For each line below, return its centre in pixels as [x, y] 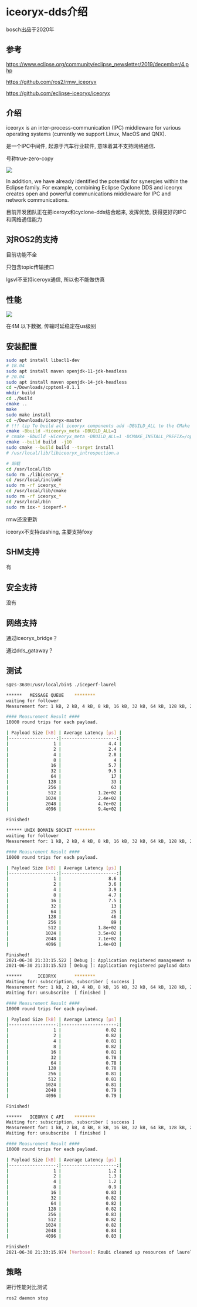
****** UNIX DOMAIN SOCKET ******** [51, 831]
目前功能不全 [21, 255]
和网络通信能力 [24, 219]
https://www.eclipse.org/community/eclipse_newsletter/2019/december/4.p [98, 64]
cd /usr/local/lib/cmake [36, 491]
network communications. [38, 199]
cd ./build [19, 399]
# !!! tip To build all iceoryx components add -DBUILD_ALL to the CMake [98, 426]
